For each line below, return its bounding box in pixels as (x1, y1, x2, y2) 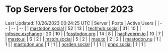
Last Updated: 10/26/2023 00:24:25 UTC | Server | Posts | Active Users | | (5, 20, 159, 26)
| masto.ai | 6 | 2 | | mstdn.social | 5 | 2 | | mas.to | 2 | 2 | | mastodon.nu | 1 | (5, 36, 161, 42)
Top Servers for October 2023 (5, 3, 134, 15)
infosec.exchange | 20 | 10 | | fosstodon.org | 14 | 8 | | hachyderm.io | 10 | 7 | (5, 30, 163, 36)
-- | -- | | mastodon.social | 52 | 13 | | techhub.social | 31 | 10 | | (11, 25, 141, 31)
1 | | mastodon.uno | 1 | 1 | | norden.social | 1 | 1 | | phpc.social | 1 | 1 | (5, 41, 146, 47)
